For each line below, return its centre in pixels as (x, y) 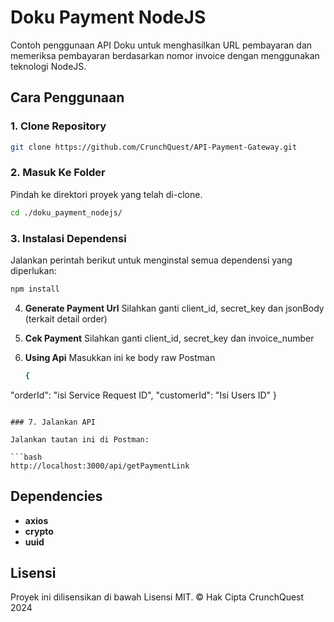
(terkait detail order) (66, 318)
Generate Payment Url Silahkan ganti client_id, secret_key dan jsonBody (174, 308)
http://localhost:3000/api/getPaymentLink (100, 466)
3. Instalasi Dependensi (68, 238)
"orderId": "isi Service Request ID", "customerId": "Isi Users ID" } (143, 395)
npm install (35, 289)
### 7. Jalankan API (53, 422)
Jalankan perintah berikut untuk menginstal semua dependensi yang (151, 260)
